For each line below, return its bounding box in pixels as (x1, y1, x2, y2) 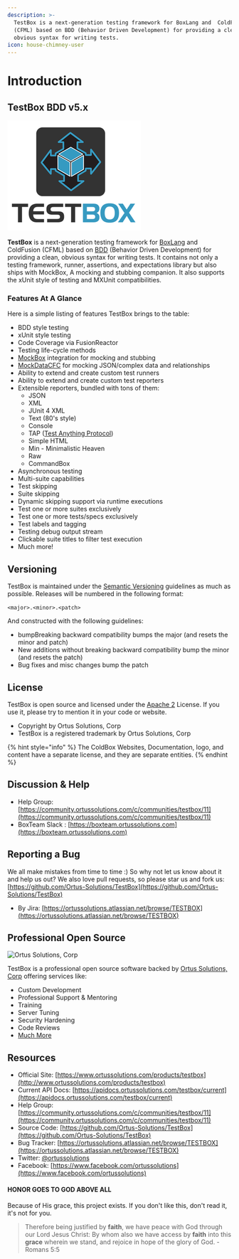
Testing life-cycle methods (17, 346, 96, 355)
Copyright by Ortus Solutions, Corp (17, 722, 121, 731)
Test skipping (17, 482, 58, 491)
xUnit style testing (17, 331, 71, 339)
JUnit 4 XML (28, 406, 65, 415)
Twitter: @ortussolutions (17, 1154, 90, 1162)
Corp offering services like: (7, 972, 87, 981)
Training (17, 1001, 43, 1009)
